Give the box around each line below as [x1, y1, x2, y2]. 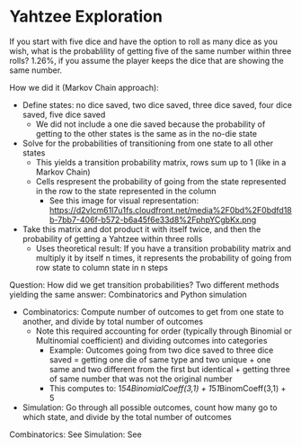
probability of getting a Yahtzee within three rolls [22, 233, 203, 244]
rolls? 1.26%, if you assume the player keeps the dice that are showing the [9, 55, 285, 66]
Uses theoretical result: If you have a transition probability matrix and [35, 243, 292, 254]
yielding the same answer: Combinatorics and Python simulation [9, 289, 247, 299]
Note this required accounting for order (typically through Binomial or [35, 326, 292, 336]
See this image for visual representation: [49, 195, 199, 206]
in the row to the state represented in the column [35, 185, 217, 196]
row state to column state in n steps [35, 262, 169, 273]
